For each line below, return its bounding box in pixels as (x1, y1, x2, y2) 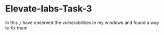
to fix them (5, 24, 28, 30)
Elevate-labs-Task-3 (5, 3, 92, 14)
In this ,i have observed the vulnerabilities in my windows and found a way (5, 19, 159, 25)
